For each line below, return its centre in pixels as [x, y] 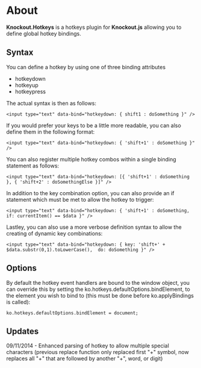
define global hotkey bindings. [44, 33]
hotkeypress [30, 92]
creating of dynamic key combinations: [54, 233]
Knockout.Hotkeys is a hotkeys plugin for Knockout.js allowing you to [94, 27]
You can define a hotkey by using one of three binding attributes [86, 67]
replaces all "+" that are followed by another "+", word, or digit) [85, 358]
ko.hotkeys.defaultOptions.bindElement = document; [72, 313]
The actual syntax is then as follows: [51, 103]
